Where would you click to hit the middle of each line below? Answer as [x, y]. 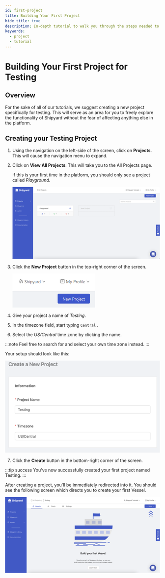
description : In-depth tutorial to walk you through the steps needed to [82, 26]
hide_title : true [23, 21]
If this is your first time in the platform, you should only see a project [81, 175]
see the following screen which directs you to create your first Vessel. [76, 490]
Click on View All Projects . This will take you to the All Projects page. [82, 165]
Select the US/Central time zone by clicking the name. [67, 335]
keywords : [15, 31]
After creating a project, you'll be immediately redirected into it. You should [81, 485]
